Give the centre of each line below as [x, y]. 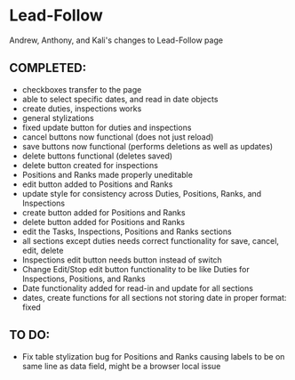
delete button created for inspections [90, 165]
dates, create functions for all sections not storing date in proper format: [154, 297]
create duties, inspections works [82, 109]
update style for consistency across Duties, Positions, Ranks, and [142, 193]
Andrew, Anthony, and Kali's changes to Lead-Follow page [116, 40]
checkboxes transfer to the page [82, 89]
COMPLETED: [48, 68]
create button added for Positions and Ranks [104, 212]
